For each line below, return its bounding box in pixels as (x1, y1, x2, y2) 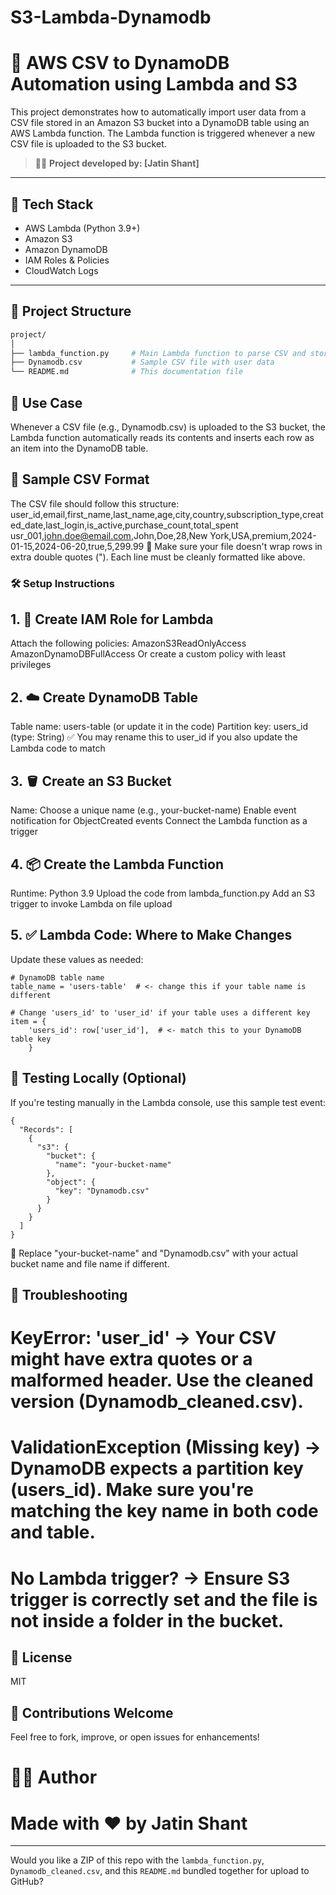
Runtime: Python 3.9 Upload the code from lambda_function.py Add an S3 (10, 887, 316, 899)
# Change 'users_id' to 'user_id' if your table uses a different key (10, 1007, 311, 1018)
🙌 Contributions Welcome (10, 1704, 174, 1721)
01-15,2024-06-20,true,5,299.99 (10, 540, 145, 552)
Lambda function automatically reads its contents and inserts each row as (10, 431, 315, 443)
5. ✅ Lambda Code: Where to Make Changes (10, 927, 293, 944)
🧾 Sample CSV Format (10, 471, 150, 488)
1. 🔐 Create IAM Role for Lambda (10, 611, 214, 628)
